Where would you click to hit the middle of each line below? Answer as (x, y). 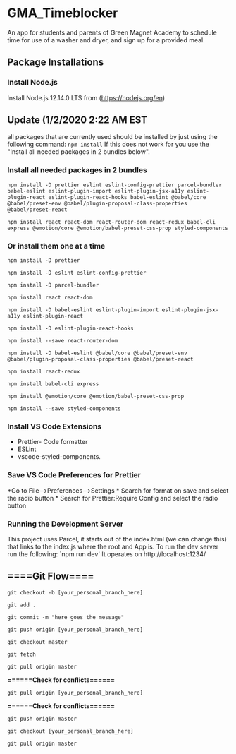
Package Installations (56, 62)
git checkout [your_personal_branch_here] (70, 731)
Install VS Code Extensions (55, 426)
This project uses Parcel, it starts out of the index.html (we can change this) (117, 539)
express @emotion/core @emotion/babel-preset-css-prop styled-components (118, 228)
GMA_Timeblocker (63, 13)
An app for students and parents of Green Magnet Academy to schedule (112, 32)
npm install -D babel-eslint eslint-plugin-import (83, 310)
